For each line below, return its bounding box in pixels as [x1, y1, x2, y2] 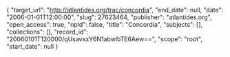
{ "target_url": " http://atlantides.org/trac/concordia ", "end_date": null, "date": [6, 6, 224, 14]
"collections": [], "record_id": [6, 27, 89, 36]
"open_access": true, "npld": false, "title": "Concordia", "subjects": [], [6, 21, 203, 28]
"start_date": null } [6, 43, 59, 50]
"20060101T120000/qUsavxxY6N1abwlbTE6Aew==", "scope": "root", [6, 35, 202, 43]
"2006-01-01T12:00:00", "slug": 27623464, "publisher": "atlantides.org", [6, 13, 212, 21]
